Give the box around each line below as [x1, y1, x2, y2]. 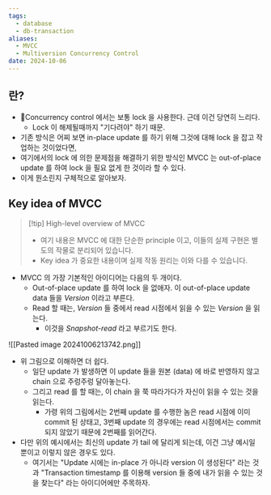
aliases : [8, 34, 38, 43]
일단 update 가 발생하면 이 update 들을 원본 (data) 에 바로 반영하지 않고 [32, 366, 260, 376]
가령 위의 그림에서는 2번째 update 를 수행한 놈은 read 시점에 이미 [44, 407, 251, 416]
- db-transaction [15, 27, 74, 35]
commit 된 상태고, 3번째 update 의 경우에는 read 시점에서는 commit [44, 416, 261, 426]
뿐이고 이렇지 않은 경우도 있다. [19, 447, 116, 457]
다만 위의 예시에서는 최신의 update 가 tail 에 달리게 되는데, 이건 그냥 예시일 [19, 437, 256, 446]
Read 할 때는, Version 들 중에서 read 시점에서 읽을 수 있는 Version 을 [32, 303, 252, 313]
